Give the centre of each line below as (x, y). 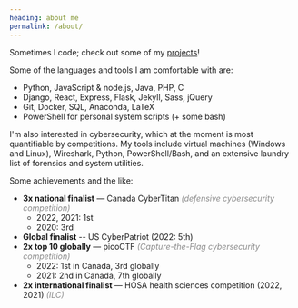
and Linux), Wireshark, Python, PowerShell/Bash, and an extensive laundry (149, 153)
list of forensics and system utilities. (76, 163)
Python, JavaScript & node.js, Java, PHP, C (103, 87)
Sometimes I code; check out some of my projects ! (104, 52)
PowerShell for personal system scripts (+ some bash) (124, 116)
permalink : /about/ (46, 26)
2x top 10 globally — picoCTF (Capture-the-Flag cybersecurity (141, 246)
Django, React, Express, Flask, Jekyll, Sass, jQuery (118, 97)
